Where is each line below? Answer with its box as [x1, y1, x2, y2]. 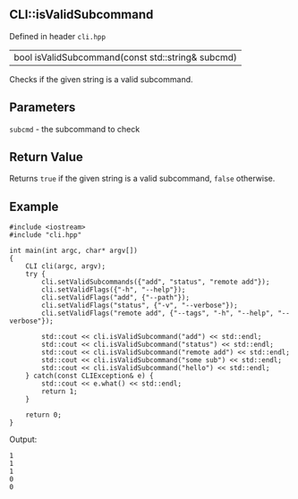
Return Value [9, 149, 83, 165]
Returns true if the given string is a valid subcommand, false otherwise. [9, 173, 276, 184]
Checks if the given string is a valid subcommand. [9, 73, 194, 84]
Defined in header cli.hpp [9, 30, 106, 41]
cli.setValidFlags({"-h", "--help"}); [41, 285, 186, 294]
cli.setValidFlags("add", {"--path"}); [41, 293, 191, 302]
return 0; [25, 410, 63, 419]
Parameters [9, 100, 76, 115]
